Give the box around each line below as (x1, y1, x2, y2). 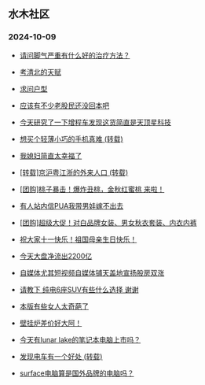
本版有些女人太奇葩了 (19, 302, 89, 311)
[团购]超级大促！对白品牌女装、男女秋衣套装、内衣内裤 (19, 217, 198, 227)
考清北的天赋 (19, 67, 61, 76)
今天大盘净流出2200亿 (19, 251, 93, 261)
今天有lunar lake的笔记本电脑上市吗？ (19, 335, 141, 344)
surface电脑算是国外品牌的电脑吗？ (19, 368, 134, 378)
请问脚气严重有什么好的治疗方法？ (19, 50, 130, 60)
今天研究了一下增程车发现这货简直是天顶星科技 (19, 117, 171, 127)
